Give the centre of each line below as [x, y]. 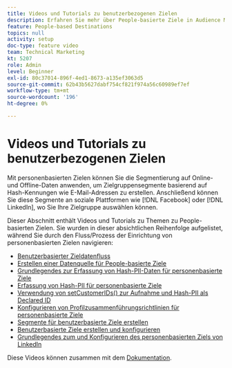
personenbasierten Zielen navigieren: [60, 242]
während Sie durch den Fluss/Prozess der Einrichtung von [90, 235]
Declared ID [34, 300]
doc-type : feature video [43, 46]
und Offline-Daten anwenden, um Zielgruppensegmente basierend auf [107, 185]
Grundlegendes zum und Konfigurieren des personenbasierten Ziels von [120, 337]
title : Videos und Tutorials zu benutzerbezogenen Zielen [92, 13]
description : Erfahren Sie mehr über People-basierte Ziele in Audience [114, 20]
